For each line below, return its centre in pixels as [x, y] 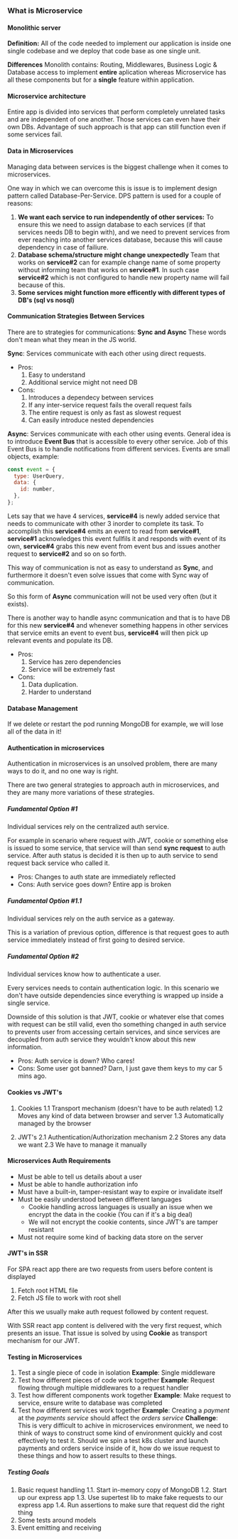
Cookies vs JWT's [35, 1092]
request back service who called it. [59, 863]
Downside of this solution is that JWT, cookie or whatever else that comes [116, 1017]
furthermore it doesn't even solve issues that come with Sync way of [108, 575]
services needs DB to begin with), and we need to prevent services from [124, 232]
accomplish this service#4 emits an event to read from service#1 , [104, 531]
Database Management [43, 708]
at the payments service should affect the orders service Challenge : [118, 1418]
